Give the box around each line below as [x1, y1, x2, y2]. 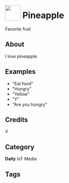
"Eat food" [12, 80, 33, 86]
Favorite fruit [5, 26, 31, 32]
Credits [5, 115, 28, 124]
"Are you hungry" [12, 101, 47, 107]
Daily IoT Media [5, 156, 37, 162]
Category [5, 143, 35, 151]
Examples [5, 68, 36, 76]
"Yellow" [12, 91, 30, 97]
